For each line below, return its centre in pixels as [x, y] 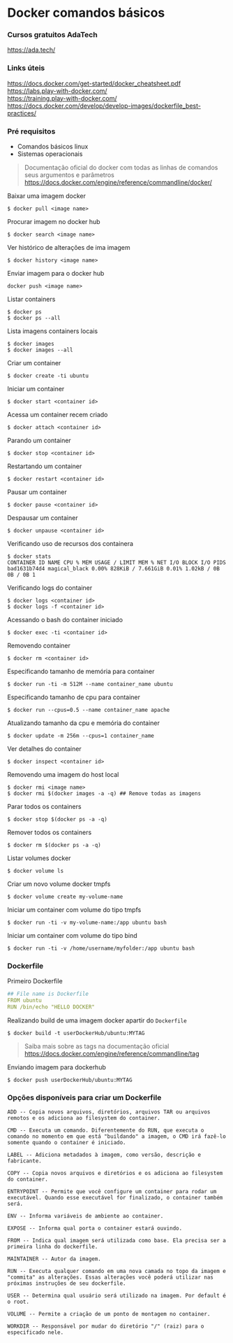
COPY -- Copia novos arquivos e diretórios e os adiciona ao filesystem [115, 1174]
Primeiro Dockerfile [35, 981]
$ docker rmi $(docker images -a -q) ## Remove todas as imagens [104, 794]
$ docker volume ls [36, 871]
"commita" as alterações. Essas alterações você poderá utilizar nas [111, 1278]
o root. [18, 1302]
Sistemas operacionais [50, 154]
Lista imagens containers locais [53, 331]
